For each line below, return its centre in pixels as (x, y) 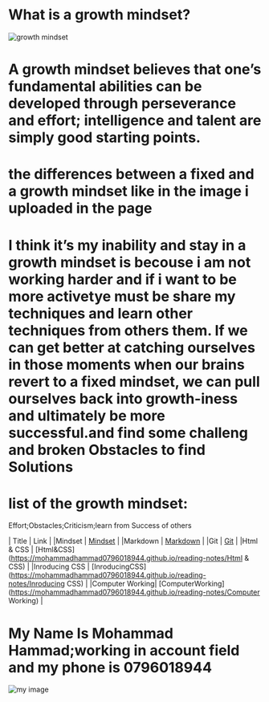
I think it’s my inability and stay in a (127, 245)
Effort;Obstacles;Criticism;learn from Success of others (100, 525)
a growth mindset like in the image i (128, 191)
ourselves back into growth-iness (123, 398)
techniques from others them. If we (128, 330)
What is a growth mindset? (100, 15)
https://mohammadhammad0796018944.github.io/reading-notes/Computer (136, 592)
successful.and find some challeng (128, 433)
